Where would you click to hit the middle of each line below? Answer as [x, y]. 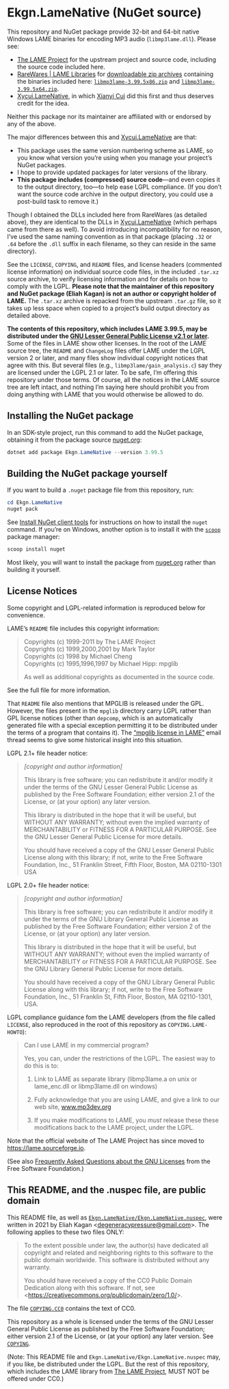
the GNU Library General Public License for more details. [104, 969]
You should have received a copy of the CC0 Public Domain [108, 1280]
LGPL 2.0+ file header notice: [49, 885]
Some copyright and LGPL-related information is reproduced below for [106, 608]
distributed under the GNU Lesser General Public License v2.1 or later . [108, 336]
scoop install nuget [37, 549]
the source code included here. [61, 67]
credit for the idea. [43, 103]
